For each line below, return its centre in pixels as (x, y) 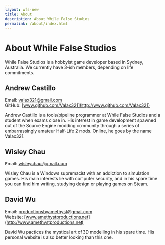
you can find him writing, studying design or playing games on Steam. (77, 184)
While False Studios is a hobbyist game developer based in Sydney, (74, 62)
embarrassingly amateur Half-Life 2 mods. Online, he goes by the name (78, 131)
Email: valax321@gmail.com (34, 100)
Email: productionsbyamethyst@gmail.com (49, 211)
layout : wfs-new (22, 10)
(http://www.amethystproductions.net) (44, 222)
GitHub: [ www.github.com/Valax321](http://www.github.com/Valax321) (78, 105)
